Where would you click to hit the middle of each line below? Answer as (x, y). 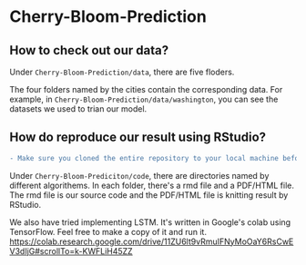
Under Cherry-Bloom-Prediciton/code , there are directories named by (139, 175)
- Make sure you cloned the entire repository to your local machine (144, 158)
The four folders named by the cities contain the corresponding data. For (146, 89)
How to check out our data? (89, 50)
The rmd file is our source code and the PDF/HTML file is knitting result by (149, 195)
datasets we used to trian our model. (78, 109)
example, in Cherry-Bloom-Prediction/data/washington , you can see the (144, 99)
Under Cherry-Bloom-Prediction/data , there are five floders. (122, 72)
